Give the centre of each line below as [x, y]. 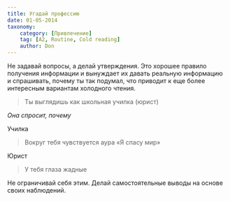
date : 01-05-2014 [33, 20]
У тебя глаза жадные [56, 169]
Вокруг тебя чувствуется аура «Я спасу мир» [92, 142]
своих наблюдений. [37, 190]
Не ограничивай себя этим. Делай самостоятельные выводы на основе [115, 183]
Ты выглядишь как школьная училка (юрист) [92, 102]
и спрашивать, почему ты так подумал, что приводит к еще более [106, 81]
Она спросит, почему [39, 115]
